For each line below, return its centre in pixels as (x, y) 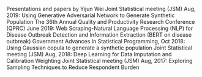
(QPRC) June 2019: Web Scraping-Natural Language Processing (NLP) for (100, 28)
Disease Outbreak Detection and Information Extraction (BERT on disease (99, 35)
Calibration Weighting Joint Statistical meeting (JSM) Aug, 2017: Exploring (99, 61)
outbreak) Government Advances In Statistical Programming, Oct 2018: (96, 41)
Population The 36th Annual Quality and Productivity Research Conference (101, 22)
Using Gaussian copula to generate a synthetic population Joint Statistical (99, 48)
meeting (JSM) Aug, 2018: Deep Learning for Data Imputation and (89, 54)
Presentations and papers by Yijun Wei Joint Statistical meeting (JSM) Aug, (101, 9)
